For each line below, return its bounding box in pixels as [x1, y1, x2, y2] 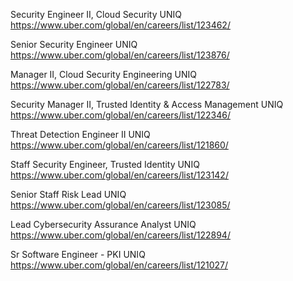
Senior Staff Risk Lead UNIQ [10, 189, 127, 200]
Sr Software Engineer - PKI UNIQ [10, 249, 146, 260]
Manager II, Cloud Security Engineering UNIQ [10, 69, 198, 80]
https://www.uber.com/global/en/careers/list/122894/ [10, 229, 231, 241]
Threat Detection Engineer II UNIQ [10, 129, 151, 140]
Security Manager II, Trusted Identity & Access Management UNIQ [10, 99, 284, 110]
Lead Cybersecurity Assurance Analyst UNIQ [10, 219, 197, 230]
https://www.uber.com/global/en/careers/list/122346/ [10, 109, 231, 121]
